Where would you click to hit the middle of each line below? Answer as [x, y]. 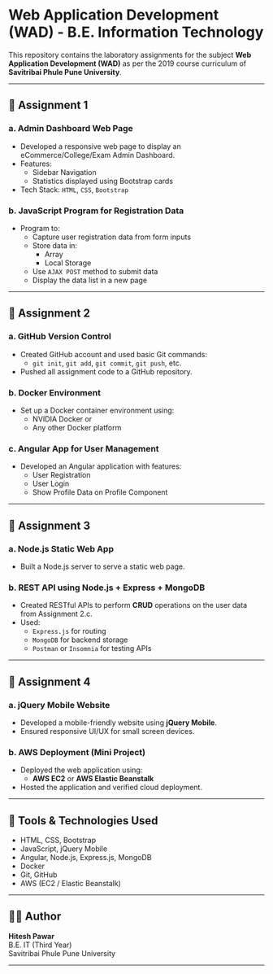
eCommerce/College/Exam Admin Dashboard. [97, 155]
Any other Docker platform [77, 427]
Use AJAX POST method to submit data [95, 271]
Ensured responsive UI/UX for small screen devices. [107, 731]
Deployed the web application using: [81, 770]
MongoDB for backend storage [80, 640]
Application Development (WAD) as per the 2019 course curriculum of [127, 63]
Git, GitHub [39, 874]
